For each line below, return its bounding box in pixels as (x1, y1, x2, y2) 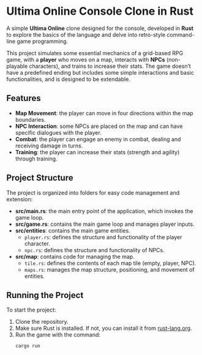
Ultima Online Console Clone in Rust (6, 4, 194, 18)
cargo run (15, 343, 41, 349)
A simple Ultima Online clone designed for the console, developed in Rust (6, 24, 194, 32)
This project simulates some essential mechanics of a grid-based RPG (6, 49, 184, 56)
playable (6, 62, 28, 70)
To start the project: (6, 306, 56, 313)
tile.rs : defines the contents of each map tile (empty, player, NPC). (24, 259, 196, 267)
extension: (6, 195, 33, 203)
